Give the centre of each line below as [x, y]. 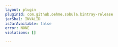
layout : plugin [21, 10]
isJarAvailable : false [28, 23]
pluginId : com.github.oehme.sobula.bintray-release [59, 14]
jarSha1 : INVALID [23, 19]
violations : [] [21, 33]
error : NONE [17, 28]
